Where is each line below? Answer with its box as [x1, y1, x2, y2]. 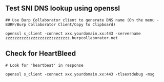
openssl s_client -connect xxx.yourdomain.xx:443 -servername [5, 31, 141, 36]
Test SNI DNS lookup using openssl [5, 4, 120, 13]
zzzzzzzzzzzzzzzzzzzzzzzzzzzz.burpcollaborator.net [5, 35, 118, 40]
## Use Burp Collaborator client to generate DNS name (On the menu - [5, 17, 159, 22]
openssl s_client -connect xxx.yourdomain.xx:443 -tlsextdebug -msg [5, 71, 155, 77]
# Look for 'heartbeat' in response [5, 63, 84, 68]
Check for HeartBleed [5, 49, 76, 58]
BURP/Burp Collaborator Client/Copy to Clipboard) [5, 22, 116, 27]
